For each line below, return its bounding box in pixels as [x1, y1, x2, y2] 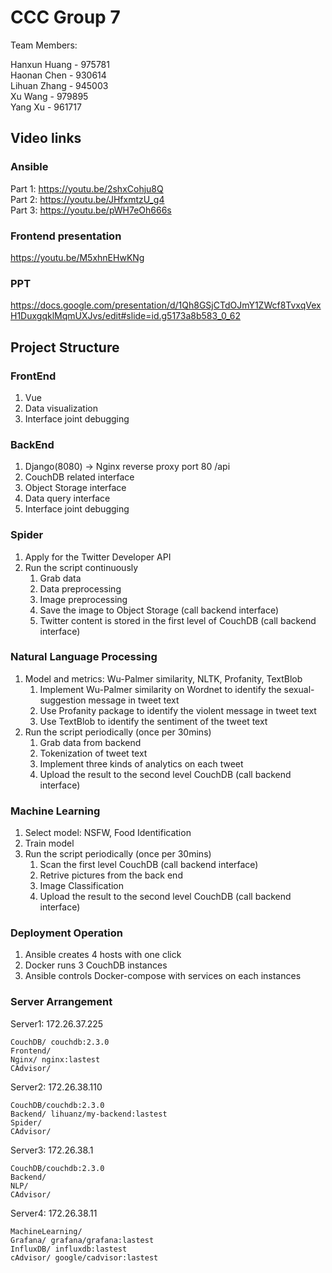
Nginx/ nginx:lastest [10, 1054, 101, 1065]
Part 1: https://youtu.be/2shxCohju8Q [10, 182, 164, 195]
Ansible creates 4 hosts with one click [24, 949, 182, 961]
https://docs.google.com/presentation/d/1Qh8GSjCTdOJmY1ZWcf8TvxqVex [10, 299, 322, 311]
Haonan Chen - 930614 [10, 69, 107, 81]
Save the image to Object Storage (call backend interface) [39, 604, 280, 616]
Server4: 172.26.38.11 [10, 1207, 98, 1219]
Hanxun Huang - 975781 [10, 58, 110, 70]
